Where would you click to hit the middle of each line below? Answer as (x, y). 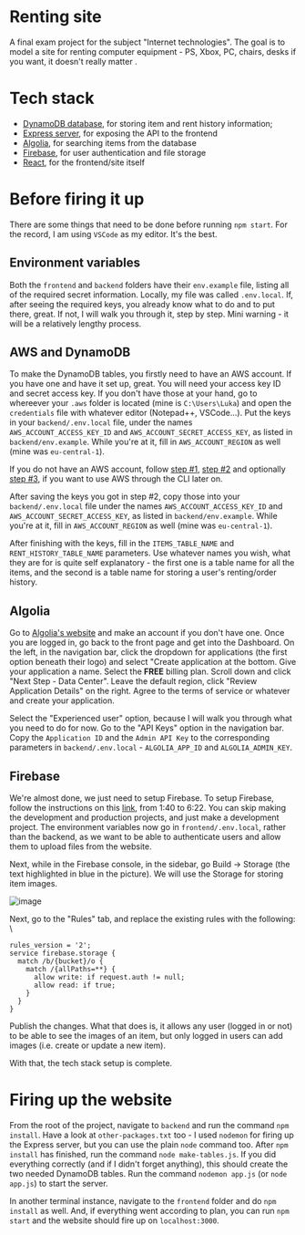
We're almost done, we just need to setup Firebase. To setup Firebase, (142, 798)
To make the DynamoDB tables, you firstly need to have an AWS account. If (151, 374)
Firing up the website (91, 1100)
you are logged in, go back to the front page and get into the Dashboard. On (152, 643)
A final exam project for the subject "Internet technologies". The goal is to (147, 42)
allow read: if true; (75, 986)
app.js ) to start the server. (59, 1183)
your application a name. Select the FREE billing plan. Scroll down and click (150, 671)
